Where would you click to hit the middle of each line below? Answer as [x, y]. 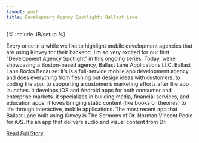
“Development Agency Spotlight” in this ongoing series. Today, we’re [91, 58]
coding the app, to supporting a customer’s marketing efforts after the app [98, 83]
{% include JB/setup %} [36, 34]
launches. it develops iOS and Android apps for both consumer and [89, 90]
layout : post [22, 12]
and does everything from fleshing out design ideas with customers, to [93, 77]
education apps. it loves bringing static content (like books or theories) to [96, 102]
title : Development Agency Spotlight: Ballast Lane [72, 17]
